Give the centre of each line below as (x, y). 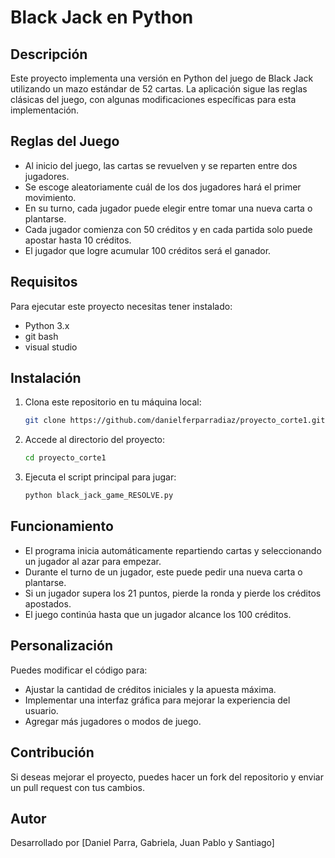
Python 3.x (47, 325)
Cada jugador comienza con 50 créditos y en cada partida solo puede (168, 229)
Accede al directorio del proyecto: (95, 440)
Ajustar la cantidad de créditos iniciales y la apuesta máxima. (150, 689)
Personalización (62, 646)
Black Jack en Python (102, 17)
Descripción (49, 54)
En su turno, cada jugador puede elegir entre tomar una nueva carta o (168, 208)
